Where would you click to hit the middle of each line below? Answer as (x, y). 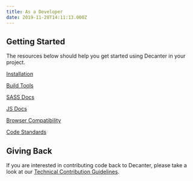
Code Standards (26, 132)
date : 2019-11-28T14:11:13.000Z (47, 17)
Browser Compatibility (34, 120)
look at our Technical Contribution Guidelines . (63, 172)
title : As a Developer (35, 12)
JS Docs (17, 109)
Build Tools (20, 86)
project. (16, 62)
